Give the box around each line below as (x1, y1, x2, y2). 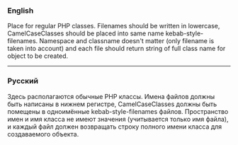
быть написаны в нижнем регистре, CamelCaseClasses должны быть (7, 100, 217, 108)
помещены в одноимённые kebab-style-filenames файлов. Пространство (7, 107, 229, 115)
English (7, 6, 34, 16)
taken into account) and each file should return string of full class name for (7, 45, 226, 53)
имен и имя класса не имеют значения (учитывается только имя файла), (7, 115, 229, 123)
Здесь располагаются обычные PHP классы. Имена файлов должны (7, 92, 215, 100)
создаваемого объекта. (7, 129, 79, 138)
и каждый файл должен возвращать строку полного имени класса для (7, 122, 222, 131)
